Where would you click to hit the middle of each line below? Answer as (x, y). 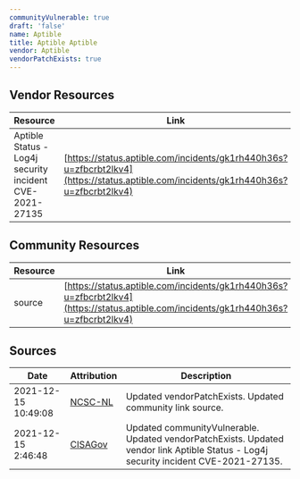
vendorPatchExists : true (55, 59)
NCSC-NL (92, 402)
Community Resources (75, 245)
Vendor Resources (62, 95)
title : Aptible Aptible (54, 42)
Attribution (94, 376)
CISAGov (89, 445)
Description (206, 376)
